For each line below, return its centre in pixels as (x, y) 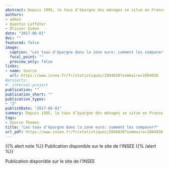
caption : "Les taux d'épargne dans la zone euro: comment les (76, 52)
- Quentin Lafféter (26, 24)
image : (12, 47)
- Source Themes (22, 122)
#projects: (17, 80)
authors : (14, 15)
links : (12, 66)
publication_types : (26, 99)
